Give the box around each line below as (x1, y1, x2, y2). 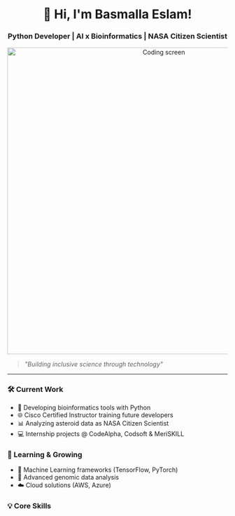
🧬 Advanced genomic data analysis (17, 473, 120, 482)
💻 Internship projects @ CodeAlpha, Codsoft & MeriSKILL (17, 429, 185, 437)
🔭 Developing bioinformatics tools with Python (17, 403, 151, 412)
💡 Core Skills (7, 501, 52, 510)
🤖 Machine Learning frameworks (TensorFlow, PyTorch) (17, 466, 178, 474)
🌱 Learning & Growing (7, 449, 83, 459)
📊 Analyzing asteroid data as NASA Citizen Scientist (17, 419, 169, 427)
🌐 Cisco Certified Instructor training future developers (17, 410, 173, 419)
